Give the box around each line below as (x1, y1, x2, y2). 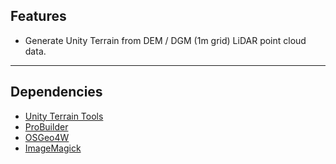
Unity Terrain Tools (24, 110, 104, 122)
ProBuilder (24, 120, 69, 133)
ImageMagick (24, 142, 82, 154)
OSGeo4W (24, 131, 70, 143)
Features (10, 8, 67, 25)
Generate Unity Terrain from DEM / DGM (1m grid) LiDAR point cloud (24, 34, 307, 46)
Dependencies (10, 84, 103, 101)
